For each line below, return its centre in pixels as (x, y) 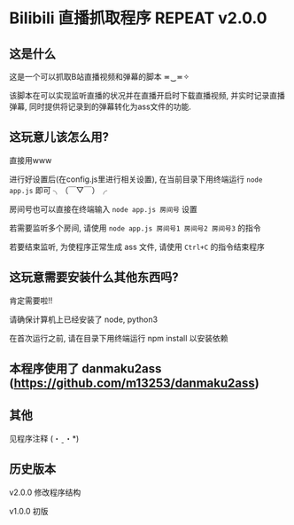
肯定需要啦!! (31, 300)
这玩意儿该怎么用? (59, 137)
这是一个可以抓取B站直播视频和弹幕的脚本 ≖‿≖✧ (100, 77)
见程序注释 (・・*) (44, 438)
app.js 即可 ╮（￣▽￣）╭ (58, 190)
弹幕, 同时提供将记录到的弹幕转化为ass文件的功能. (101, 106)
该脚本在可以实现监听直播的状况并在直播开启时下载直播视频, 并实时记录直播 (147, 95)
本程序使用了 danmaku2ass (85, 369)
